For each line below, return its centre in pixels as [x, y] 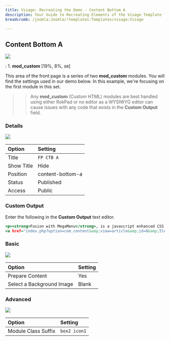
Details [14, 126]
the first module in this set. [33, 87]
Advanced [18, 299]
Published [50, 182]
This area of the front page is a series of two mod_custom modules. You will [85, 76]
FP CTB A [48, 158]
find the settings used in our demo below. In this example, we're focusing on [85, 81]
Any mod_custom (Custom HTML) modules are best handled [94, 96]
